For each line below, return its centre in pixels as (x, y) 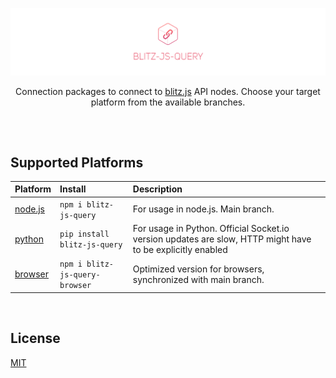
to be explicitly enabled (180, 249)
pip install (84, 234)
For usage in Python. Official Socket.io (211, 228)
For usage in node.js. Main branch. (203, 209)
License (35, 338)
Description (157, 189)
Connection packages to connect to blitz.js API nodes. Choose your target (168, 91)
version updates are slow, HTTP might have (222, 239)
